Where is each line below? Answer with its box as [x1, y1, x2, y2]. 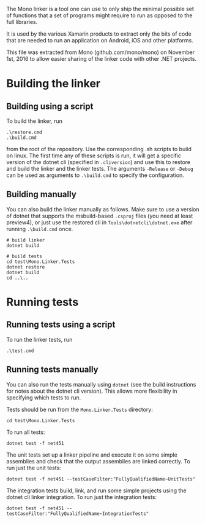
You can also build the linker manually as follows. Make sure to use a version [6, 205, 199, 213]
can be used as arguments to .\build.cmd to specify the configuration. [6, 171, 185, 179]
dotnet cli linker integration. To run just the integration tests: [6, 493, 157, 500]
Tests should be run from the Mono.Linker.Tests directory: [6, 406, 153, 413]
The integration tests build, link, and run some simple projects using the [6, 487, 187, 494]
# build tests [6, 253, 43, 259]
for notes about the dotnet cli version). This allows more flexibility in [6, 387, 177, 395]
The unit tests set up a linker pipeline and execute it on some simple [6, 451, 177, 458]
